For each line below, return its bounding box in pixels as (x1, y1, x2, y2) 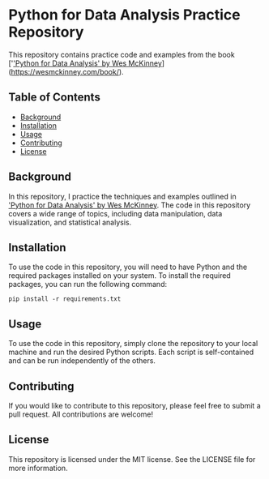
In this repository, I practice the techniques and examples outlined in (8, 191, 237, 201)
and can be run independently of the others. (8, 356, 156, 366)
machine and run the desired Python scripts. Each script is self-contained (8, 347, 254, 357)
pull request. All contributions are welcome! (8, 409, 154, 419)
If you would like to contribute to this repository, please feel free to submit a (8, 401, 261, 410)
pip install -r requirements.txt (8, 295, 122, 303)
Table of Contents (8, 91, 101, 105)
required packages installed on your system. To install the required (8, 271, 231, 280)
